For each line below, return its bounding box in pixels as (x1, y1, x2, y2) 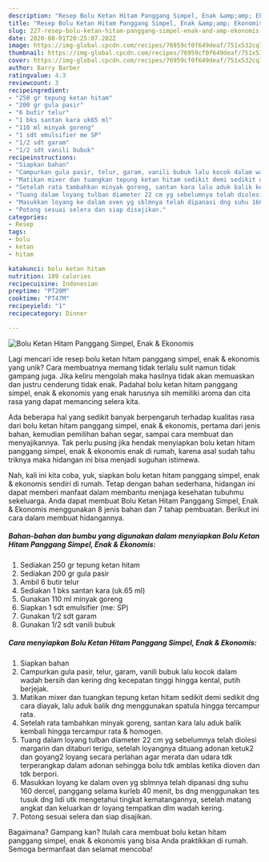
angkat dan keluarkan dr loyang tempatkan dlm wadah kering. (19, 803, 224, 812)
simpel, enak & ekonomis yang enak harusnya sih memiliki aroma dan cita (8, 388, 251, 398)
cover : (8, 57, 30, 65)
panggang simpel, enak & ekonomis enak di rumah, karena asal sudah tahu (8, 446, 255, 455)
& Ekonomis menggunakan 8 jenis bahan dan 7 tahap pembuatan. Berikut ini (8, 504, 259, 514)
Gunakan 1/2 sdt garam (19, 611, 98, 621)
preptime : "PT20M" (8, 287, 70, 295)
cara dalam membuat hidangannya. (8, 512, 125, 522)
